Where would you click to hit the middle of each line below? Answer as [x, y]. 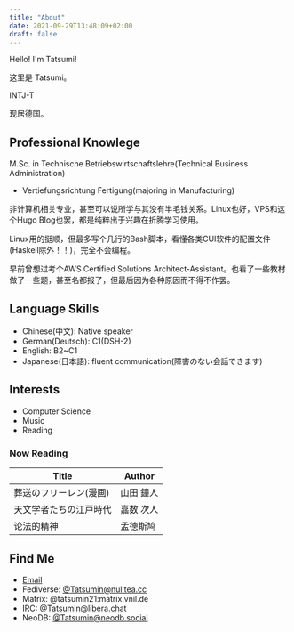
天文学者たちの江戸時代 [63, 510]
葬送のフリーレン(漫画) [62, 493]
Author [139, 476]
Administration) [37, 174]
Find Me [32, 559]
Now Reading [39, 453]
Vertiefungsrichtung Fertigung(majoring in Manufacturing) [128, 190]
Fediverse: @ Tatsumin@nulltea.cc [84, 589]
